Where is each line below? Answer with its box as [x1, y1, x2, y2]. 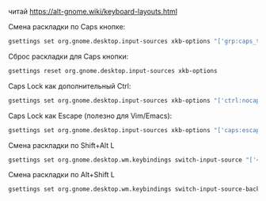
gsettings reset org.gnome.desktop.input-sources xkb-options [8, 66, 218, 74]
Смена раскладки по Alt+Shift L [8, 170, 115, 180]
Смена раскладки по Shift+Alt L [8, 140, 115, 150]
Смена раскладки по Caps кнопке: [8, 22, 126, 31]
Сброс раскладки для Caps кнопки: [8, 51, 129, 61]
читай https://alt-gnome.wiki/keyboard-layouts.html [8, 7, 178, 16]
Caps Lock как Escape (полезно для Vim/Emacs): [8, 111, 173, 120]
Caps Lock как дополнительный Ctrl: [8, 81, 131, 90]
